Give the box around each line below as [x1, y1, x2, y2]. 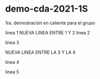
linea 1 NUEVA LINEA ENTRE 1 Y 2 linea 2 [5, 29, 90, 35]
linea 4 [5, 59, 20, 65]
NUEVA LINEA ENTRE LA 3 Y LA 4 [5, 49, 76, 55]
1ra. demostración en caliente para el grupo [5, 20, 95, 26]
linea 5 [5, 69, 19, 75]
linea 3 [5, 39, 19, 46]
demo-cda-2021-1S [5, 3, 88, 15]
